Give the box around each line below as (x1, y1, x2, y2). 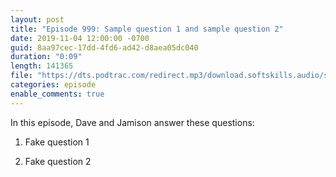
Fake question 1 (24, 136, 90, 148)
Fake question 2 (24, 155, 92, 167)
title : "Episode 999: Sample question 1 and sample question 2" (10, 24, 284, 34)
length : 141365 (10, 61, 74, 71)
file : (10, 71, 33, 81)
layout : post (10, 14, 65, 25)
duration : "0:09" (10, 52, 83, 62)
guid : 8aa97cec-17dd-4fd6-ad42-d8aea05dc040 (10, 42, 199, 53)
